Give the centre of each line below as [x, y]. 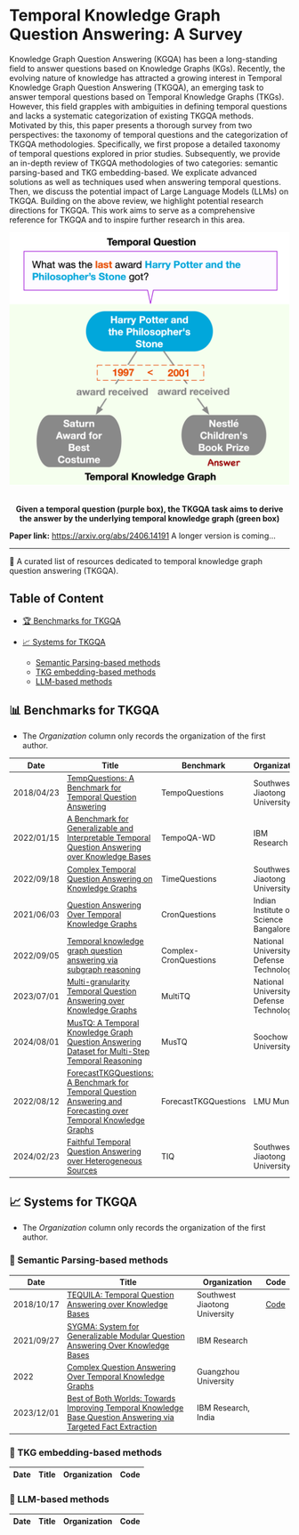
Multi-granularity [98, 982]
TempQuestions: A [101, 779]
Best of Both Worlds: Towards [121, 1399]
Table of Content [57, 598]
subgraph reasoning [103, 970]
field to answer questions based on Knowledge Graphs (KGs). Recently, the [147, 69]
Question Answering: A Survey [126, 34]
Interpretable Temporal [109, 838]
